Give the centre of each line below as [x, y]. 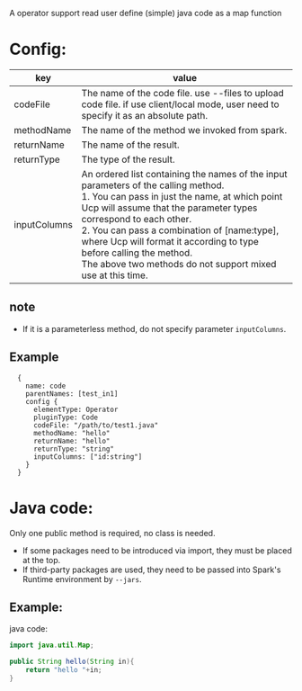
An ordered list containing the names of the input [184, 174]
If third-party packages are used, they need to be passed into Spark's [151, 570]
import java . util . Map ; [52, 646]
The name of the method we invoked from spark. [184, 130]
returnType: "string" [74, 449]
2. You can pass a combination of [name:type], [180, 230]
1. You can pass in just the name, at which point [182, 196]
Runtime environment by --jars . [82, 579]
